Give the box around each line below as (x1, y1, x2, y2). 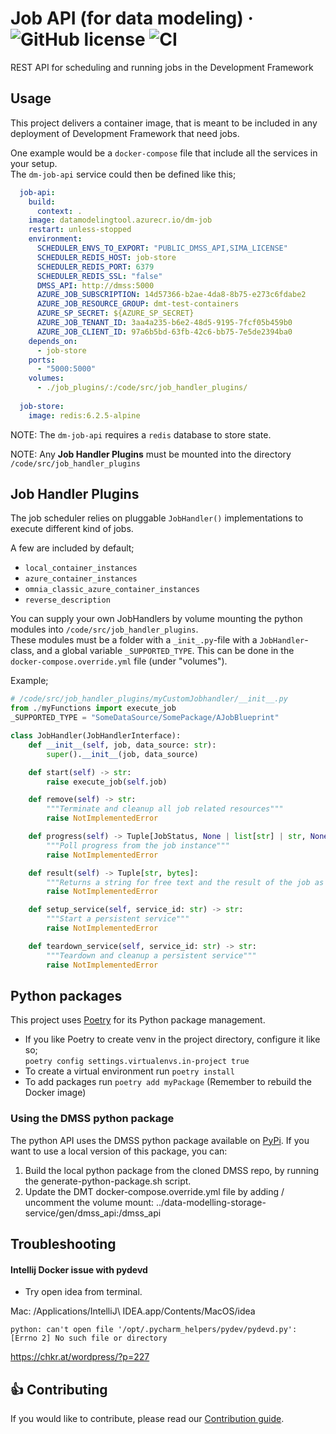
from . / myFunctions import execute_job (10, 703, 177, 714)
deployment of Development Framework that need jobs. (10, 127, 240, 139)
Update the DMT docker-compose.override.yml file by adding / (24, 1185, 285, 1197)
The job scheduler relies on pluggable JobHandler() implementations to (10, 512, 304, 524)
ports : (28, 355, 56, 365)
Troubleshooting (10, 1236, 117, 1253)
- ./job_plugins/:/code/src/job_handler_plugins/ (36, 383, 248, 393)
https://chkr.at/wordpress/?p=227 (10, 1351, 150, 1363)
